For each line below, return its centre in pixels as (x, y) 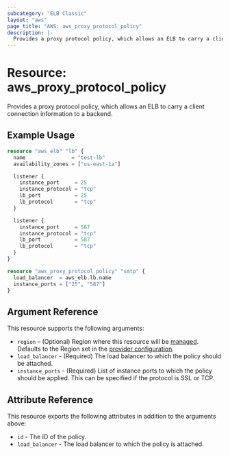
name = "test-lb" (60, 157)
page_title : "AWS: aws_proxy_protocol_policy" (75, 26)
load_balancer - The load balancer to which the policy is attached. (110, 444)
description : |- (30, 33)
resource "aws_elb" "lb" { (46, 151)
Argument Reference (53, 312)
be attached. (35, 364)
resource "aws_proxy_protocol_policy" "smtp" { (76, 271)
